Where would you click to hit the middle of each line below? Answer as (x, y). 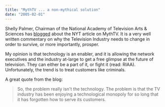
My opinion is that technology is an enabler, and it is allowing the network (80, 54)
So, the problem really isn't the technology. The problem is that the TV (89, 89)
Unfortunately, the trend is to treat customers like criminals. (65, 69)
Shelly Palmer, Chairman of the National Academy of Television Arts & (76, 28)
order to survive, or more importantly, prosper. (52, 44)
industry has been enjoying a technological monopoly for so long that (88, 94)
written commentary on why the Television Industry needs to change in (77, 39)
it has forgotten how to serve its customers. (62, 99)
